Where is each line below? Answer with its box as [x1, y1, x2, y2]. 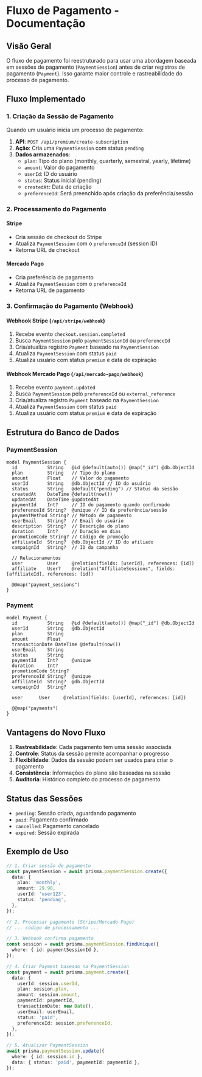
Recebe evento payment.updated [15, 384, 96, 391]
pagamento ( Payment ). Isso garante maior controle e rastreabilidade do [6, 70, 183, 77]
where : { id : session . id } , [12, 1054, 83, 1060]
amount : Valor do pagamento [24, 164, 95, 171]
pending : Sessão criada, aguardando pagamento [15, 809, 136, 817]
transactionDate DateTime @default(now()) [12, 641, 121, 648]
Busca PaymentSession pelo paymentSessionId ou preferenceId [15, 337, 170, 344]
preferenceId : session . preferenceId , [17, 1020, 113, 1026]
